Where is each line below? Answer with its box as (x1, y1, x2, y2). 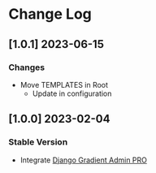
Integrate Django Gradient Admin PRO (19, 155, 148, 165)
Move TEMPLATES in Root (19, 80, 108, 89)
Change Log (8, 5, 92, 24)
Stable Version (8, 136, 68, 148)
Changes (8, 62, 45, 73)
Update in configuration (32, 89, 112, 98)
